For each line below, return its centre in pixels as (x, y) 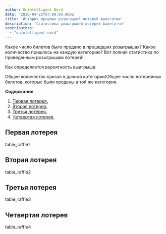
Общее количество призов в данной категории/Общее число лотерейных (83, 77)
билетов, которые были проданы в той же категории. (61, 82)
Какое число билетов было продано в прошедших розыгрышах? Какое (81, 47)
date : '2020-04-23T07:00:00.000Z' (41, 14)
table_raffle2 (18, 172)
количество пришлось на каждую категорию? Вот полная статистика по (82, 52)
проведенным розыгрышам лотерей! (44, 57)
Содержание (19, 91)
